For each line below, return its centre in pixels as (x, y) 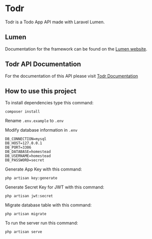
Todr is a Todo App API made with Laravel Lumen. (55, 22)
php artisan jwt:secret (29, 196)
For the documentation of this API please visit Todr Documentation (72, 76)
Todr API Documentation (43, 64)
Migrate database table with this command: (48, 205)
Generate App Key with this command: (43, 169)
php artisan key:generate (31, 178)
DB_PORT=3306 (18, 148)
